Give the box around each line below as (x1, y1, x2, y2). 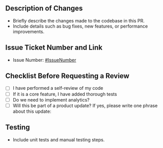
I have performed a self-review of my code (12, 85, 104, 91)
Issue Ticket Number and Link (5, 43, 103, 52)
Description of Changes (5, 4, 83, 13)
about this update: (12, 108, 51, 114)
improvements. (12, 28, 45, 35)
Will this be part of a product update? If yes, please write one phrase (12, 102, 158, 109)
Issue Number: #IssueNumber (12, 57, 76, 63)
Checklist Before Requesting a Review (5, 71, 130, 81)
